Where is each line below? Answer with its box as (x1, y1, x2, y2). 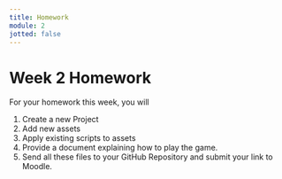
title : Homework (9, 12, 69, 22)
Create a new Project (21, 114, 99, 125)
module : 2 (9, 21, 46, 30)
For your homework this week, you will (9, 97, 149, 107)
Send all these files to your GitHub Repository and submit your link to (21, 152, 274, 162)
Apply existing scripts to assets (21, 133, 136, 144)
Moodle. (21, 161, 53, 172)
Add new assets (21, 123, 81, 134)
